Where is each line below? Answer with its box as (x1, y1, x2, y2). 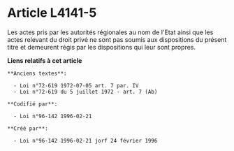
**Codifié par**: (7, 100, 58, 108)
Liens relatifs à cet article (7, 56, 82, 64)
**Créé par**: (7, 124, 49, 132)
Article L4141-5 (7, 5, 97, 21)
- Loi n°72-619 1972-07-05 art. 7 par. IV (13, 82, 139, 89)
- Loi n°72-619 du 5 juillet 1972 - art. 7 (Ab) (13, 88, 158, 95)
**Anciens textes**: (7, 70, 68, 77)
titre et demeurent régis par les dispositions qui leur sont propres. (7, 43, 196, 51)
